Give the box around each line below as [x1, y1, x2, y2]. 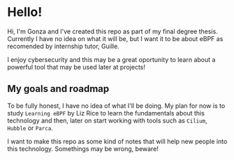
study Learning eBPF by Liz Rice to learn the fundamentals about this [7, 109, 205, 117]
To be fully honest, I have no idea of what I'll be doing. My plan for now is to [7, 102, 226, 110]
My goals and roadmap [7, 83, 110, 95]
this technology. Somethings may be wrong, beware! [7, 144, 159, 153]
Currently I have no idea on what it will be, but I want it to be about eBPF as [7, 34, 224, 42]
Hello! [7, 4, 43, 20]
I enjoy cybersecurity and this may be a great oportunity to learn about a [7, 55, 216, 63]
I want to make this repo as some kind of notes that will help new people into [7, 137, 228, 145]
